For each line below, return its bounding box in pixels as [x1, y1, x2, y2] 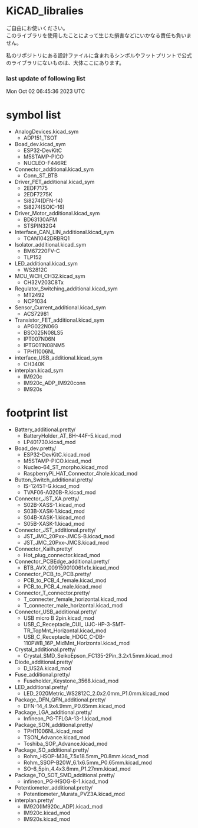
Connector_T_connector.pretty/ [14, 590, 90, 597]
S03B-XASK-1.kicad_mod [23, 507, 85, 515]
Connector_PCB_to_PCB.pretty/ [14, 571, 91, 578]
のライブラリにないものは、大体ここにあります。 [6, 59, 125, 66]
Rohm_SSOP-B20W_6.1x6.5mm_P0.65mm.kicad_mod [23, 759, 152, 766]
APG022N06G [23, 323, 59, 330]
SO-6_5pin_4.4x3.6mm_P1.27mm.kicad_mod [23, 765, 131, 772]
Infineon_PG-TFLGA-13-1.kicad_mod [23, 715, 112, 722]
